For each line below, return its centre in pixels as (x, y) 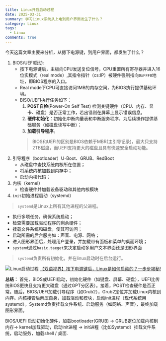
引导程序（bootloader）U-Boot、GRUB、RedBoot (63, 158)
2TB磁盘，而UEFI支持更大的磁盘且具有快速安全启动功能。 (91, 147)
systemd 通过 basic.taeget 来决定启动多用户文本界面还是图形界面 (77, 247)
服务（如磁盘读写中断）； (57, 125)
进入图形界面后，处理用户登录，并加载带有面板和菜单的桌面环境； (80, 241)
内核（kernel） (28, 183)
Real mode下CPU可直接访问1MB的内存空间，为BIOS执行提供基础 (86, 87)
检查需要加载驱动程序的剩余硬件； (47, 223)
